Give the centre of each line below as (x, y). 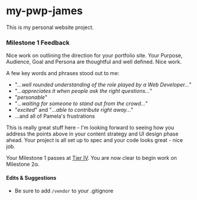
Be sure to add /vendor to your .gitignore (64, 191)
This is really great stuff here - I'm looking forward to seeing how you (90, 128)
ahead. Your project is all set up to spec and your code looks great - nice (95, 140)
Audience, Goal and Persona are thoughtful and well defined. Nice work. (94, 62)
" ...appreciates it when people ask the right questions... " (83, 91)
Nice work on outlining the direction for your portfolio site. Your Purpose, (94, 56)
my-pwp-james (45, 11)
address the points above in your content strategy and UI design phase (92, 134)
